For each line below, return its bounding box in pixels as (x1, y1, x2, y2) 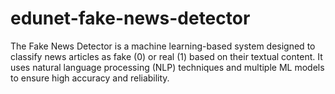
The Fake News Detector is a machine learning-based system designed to (10, 40, 316, 52)
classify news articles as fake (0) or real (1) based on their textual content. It (10, 50, 323, 62)
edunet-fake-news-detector (10, 7, 251, 30)
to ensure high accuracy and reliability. (10, 72, 170, 84)
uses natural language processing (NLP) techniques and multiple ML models (10, 61, 325, 73)
